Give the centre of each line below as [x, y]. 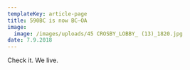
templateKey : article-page [47, 14]
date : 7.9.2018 [30, 40]
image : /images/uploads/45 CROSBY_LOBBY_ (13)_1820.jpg [98, 34]
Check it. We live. [33, 60]
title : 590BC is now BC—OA [47, 21]
